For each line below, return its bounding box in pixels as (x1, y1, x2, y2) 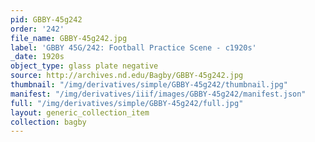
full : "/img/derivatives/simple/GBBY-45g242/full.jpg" (10, 98, 244, 108)
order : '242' (10, 24, 65, 34)
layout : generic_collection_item (10, 107, 150, 118)
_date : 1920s (10, 52, 65, 62)
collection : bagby (10, 117, 87, 127)
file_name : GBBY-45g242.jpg (10, 33, 128, 43)
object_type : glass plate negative (10, 61, 159, 71)
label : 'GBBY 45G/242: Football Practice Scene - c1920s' (10, 42, 257, 53)
